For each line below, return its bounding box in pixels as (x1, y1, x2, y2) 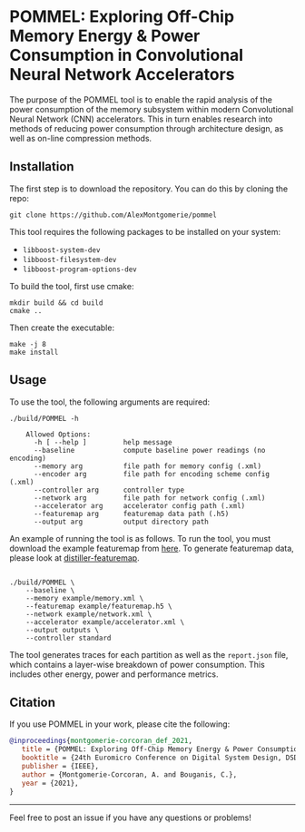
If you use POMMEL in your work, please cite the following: (9, 719, 231, 729)
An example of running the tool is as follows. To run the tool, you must (9, 533, 271, 543)
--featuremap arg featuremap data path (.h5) (33, 509, 230, 518)
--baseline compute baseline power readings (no (33, 445, 266, 455)
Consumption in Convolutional (9, 45, 243, 65)
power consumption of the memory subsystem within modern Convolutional (9, 103, 294, 114)
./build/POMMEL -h (9, 414, 79, 423)
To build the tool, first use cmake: (9, 280, 134, 291)
